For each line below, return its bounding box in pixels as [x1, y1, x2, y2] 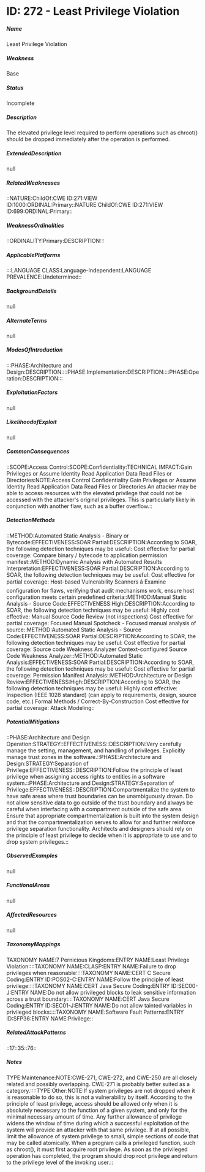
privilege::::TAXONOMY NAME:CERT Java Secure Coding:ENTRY [6, 982, 170, 989]
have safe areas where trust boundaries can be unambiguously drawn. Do [6, 792, 193, 800]
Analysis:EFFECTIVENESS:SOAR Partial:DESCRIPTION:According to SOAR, [6, 658, 195, 666]
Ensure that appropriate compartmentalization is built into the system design [6, 812, 199, 819]
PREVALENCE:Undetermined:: [6, 273, 82, 280]
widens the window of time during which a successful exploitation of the [6, 1119, 190, 1127]
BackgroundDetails [6, 287, 57, 295]
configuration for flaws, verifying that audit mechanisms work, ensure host [6, 587, 195, 594]
